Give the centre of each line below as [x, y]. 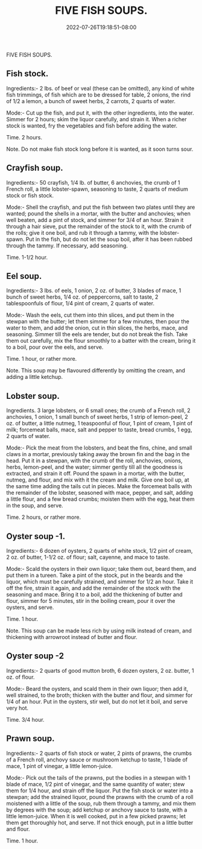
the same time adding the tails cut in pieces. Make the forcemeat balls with [99, 486]
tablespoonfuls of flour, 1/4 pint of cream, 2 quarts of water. [80, 304]
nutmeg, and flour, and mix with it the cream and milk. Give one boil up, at [98, 480]
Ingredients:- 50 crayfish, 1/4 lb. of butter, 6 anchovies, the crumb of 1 [93, 182]
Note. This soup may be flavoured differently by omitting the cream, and [96, 370]
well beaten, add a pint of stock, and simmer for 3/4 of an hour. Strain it [95, 220]
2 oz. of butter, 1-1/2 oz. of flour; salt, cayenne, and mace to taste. [88, 557]
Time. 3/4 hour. [25, 719]
